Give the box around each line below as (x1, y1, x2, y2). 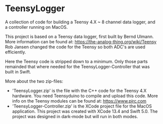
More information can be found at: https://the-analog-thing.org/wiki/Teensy (5, 38, 157, 44)
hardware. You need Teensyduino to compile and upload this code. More (12, 93, 158, 99)
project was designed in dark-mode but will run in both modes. (12, 113, 138, 119)
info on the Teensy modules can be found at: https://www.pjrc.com (12, 98, 147, 104)
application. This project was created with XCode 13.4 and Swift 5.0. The (12, 108, 158, 114)
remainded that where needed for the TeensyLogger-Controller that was (5, 64, 150, 70)
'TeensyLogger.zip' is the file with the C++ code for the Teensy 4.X (12, 88, 147, 93)
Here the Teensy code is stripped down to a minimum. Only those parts (5, 58, 148, 64)
